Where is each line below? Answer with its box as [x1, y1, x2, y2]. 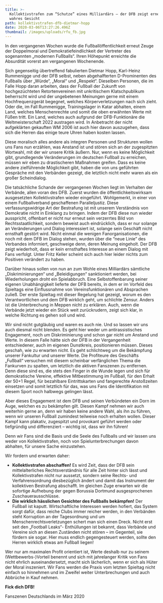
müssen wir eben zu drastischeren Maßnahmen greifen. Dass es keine [5, 159, 146, 165]
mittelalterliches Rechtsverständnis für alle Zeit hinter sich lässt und [12, 467, 147, 473]
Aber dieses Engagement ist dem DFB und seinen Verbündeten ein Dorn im [5, 398, 155, 404]
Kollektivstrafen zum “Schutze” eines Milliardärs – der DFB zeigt [9, 12, 149, 16]
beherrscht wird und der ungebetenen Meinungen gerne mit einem [5, 94, 139, 99]
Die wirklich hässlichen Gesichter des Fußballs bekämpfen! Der [12, 498, 143, 504]
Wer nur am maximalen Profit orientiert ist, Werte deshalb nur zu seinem [5, 549, 149, 555]
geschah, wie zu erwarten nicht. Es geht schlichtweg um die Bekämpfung [5, 348, 152, 353]
